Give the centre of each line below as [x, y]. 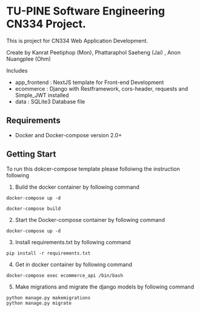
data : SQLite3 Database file [50, 102]
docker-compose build [34, 209]
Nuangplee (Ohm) [29, 59]
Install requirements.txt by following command [73, 242]
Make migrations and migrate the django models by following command [105, 287]
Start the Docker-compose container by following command [90, 219]
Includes [17, 70]
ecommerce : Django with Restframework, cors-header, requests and [102, 88]
